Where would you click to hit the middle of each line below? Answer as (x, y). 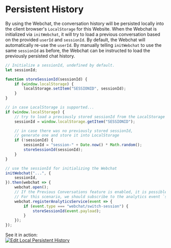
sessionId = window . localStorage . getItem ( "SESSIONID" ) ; (75, 121)
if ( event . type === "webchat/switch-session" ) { (76, 206)
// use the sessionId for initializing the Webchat (61, 168)
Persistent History (45, 9)
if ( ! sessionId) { (34, 140)
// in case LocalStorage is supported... (50, 107)
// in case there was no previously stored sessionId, (74, 131)
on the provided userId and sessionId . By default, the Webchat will (75, 40)
